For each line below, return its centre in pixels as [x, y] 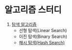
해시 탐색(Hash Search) [42, 42]
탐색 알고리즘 [24, 24]
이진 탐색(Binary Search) [43, 36]
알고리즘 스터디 [33, 10]
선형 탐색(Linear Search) [43, 30]
